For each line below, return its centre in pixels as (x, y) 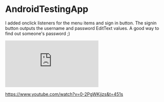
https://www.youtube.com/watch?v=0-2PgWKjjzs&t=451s (64, 94)
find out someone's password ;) (38, 33)
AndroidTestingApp (47, 9)
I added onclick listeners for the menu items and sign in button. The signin (81, 23)
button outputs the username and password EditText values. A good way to (82, 28)
